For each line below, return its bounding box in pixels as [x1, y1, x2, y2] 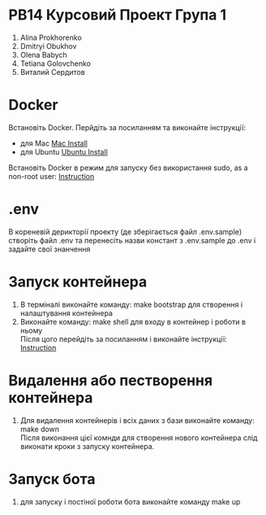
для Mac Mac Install [19, 138, 88, 148]
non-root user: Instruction [8, 171, 95, 181]
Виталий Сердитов [19, 67, 85, 76]
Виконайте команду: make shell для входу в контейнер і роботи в [19, 316, 246, 326]
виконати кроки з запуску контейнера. [19, 441, 155, 451]
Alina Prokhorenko [19, 33, 83, 42]
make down [19, 424, 59, 434]
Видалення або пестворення [8, 371, 213, 390]
